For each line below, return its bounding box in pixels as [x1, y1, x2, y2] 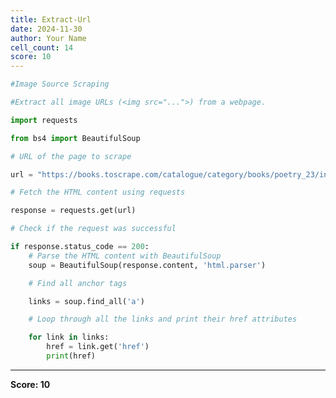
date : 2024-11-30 [10, 24, 83, 34]
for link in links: [28, 332, 110, 343]
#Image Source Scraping [10, 79, 110, 90]
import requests [10, 115, 78, 125]
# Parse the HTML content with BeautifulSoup [28, 251, 222, 261]
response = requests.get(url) [10, 206, 137, 216]
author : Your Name [10, 33, 87, 43]
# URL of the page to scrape [10, 151, 132, 161]
